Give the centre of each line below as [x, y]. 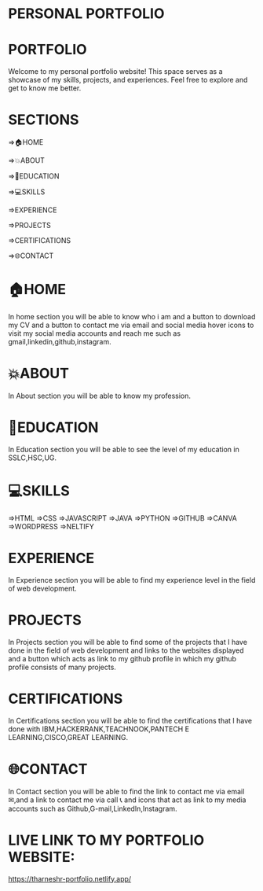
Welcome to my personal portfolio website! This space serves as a [115, 72]
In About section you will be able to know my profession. [99, 396]
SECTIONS [44, 120]
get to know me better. [45, 88]
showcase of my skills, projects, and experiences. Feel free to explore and [128, 80]
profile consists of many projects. [62, 667]
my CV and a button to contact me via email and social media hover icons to [131, 325]
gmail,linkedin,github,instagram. [60, 342]
